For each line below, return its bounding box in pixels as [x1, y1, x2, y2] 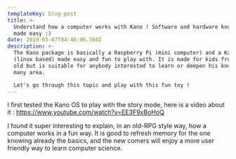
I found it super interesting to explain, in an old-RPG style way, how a [7, 122, 207, 130]
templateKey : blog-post [7, 10, 77, 18]
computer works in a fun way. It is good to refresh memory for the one [7, 129, 211, 137]
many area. [13, 69, 46, 76]
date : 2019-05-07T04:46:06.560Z [7, 36, 102, 43]
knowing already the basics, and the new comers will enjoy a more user [7, 137, 214, 145]
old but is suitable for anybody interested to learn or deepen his [13, 62, 218, 69]
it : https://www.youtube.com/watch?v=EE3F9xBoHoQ [7, 108, 165, 116]
